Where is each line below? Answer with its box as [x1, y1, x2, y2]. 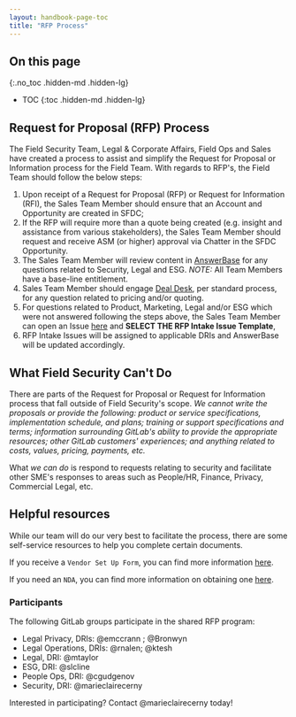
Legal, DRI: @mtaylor [21, 652, 99, 663]
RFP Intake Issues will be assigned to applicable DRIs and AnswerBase [21, 330, 280, 341]
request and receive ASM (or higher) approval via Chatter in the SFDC [21, 236, 277, 247]
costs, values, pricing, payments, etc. [9, 444, 146, 456]
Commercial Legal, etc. [9, 481, 94, 491]
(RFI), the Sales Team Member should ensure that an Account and [21, 198, 262, 209]
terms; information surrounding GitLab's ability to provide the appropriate [9, 426, 278, 436]
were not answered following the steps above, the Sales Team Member [21, 312, 281, 322]
